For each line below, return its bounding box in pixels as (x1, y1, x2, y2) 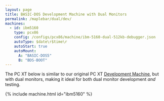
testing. (5, 82, 21, 88)
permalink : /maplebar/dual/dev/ (5, 16, 72, 21)
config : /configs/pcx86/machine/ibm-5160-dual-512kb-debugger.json (14, 35, 156, 40)
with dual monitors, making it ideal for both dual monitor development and (5, 76, 156, 82)
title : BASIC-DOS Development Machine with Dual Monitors (5, 12, 127, 17)
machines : (5, 21, 26, 26)
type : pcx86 (14, 30, 39, 35)
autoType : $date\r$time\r (14, 39, 68, 44)
